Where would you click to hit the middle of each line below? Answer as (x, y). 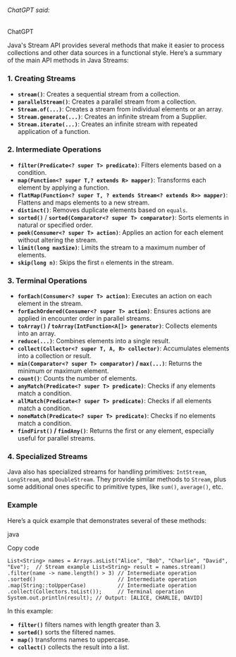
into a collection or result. (54, 356)
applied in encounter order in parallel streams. (84, 319)
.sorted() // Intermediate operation (102, 579)
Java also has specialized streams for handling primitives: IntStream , (107, 472)
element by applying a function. (63, 188)
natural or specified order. (55, 225)
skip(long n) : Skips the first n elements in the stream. (95, 262)
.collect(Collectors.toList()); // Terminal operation (96, 591)
